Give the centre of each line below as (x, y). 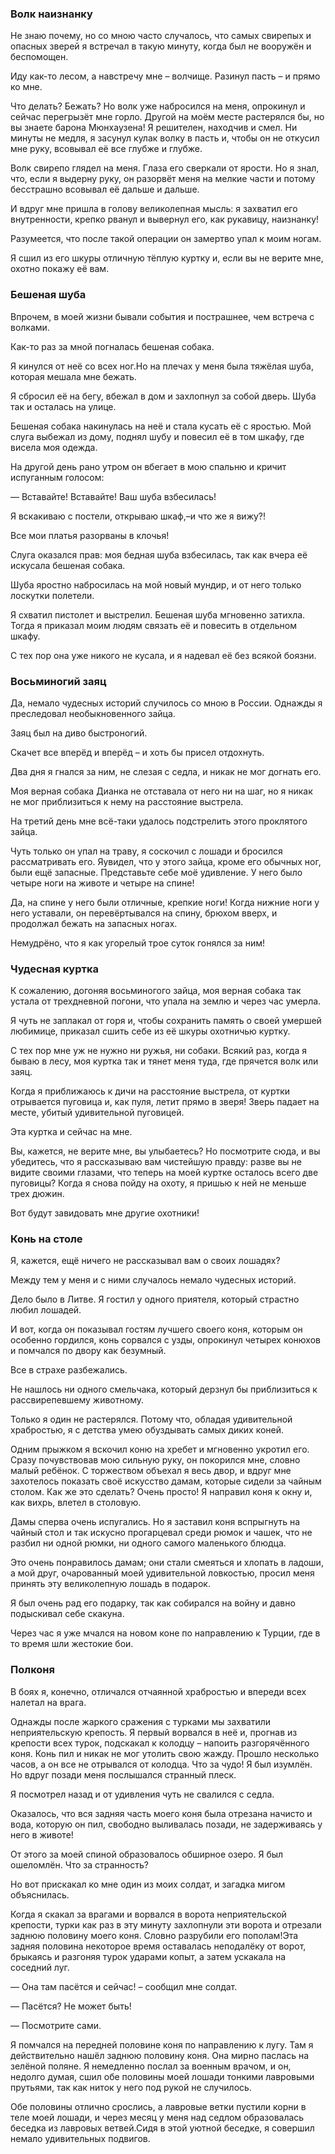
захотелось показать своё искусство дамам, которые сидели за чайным (166, 1481)
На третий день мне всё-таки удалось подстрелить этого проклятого (159, 821)
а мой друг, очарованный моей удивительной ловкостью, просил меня (162, 1573)
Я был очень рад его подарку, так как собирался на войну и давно (153, 1603)
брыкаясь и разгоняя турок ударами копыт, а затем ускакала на (148, 1956)
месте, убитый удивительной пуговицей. (97, 1113)
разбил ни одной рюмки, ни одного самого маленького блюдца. (148, 1543)
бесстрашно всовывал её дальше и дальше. (105, 189)
